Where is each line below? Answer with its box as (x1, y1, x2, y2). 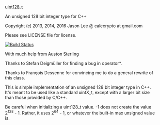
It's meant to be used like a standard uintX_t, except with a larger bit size (5, 90, 150, 95)
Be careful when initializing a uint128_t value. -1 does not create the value (5, 104, 152, 109)
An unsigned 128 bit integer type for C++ (5, 14, 87, 19)
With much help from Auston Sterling (5, 51, 79, 57)
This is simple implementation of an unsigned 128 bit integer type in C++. (5, 84, 151, 90)
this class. (5, 75, 25, 80)
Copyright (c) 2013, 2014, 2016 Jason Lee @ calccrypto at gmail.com (5, 23, 143, 29)
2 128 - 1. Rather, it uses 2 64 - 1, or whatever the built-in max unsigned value (5, 109, 155, 116)
